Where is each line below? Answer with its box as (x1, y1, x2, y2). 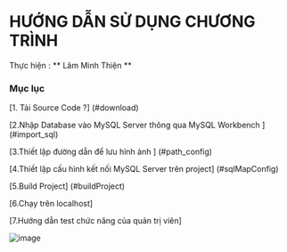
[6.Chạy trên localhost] (9, 199, 94, 209)
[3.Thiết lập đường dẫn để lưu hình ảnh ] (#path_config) (9, 146, 212, 158)
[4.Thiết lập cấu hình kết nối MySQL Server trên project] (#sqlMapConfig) (9, 164, 279, 175)
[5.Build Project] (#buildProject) (9, 181, 126, 191)
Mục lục (9, 82, 45, 94)
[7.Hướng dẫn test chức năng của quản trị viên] (9, 215, 183, 226)
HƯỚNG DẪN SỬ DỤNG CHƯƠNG (9, 12, 256, 32)
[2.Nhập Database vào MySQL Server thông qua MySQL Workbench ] (9, 119, 266, 131)
